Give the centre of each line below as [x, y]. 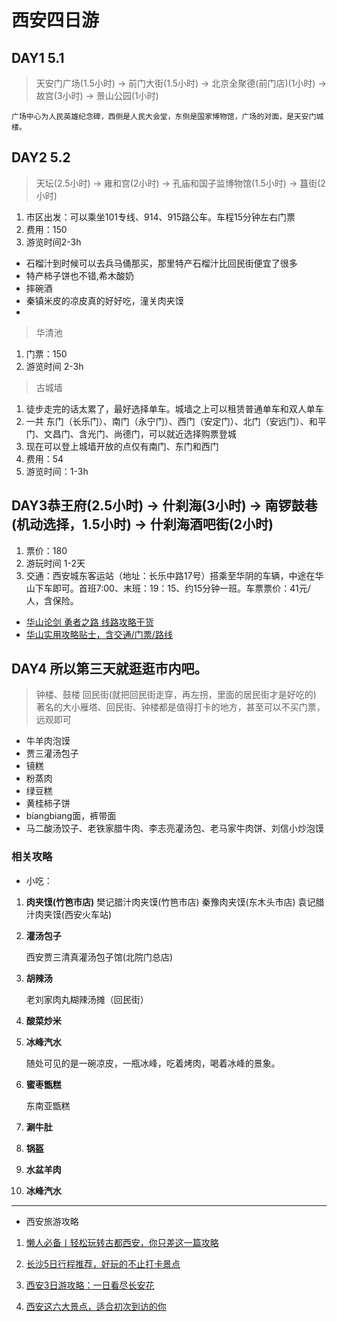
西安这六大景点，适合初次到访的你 [96, 1306]
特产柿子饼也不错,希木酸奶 [79, 275]
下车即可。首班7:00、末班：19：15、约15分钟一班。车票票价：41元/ [172, 588]
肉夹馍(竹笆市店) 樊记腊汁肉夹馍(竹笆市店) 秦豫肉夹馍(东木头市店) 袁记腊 [175, 902]
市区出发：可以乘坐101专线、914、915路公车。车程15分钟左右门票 [160, 217]
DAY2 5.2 [41, 157]
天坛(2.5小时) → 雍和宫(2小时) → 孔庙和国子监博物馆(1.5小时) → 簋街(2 [180, 183]
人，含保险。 [52, 600]
